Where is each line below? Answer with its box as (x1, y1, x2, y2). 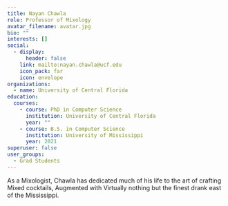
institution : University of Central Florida (25, 112, 156, 119)
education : (7, 94, 39, 101)
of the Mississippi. (7, 191, 59, 199)
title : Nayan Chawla (7, 10, 67, 17)
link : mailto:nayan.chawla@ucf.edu (19, 61, 122, 68)
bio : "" (7, 29, 30, 37)
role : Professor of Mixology (7, 17, 91, 23)
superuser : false (7, 145, 57, 152)
